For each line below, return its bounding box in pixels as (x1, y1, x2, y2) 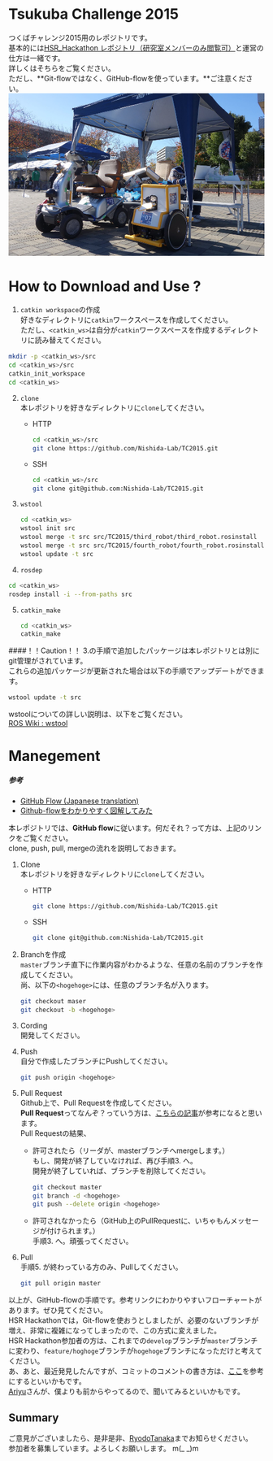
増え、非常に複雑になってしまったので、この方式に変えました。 (8, 1326, 222, 1336)
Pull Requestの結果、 (19, 1128, 91, 1138)
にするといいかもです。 (8, 1376, 87, 1386)
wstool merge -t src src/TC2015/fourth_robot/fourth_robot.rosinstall (19, 541, 265, 550)
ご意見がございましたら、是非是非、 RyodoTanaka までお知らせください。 (8, 1433, 253, 1443)
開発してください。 (19, 1030, 84, 1040)
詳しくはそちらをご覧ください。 (8, 63, 115, 73)
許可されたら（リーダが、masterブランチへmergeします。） (32, 1146, 230, 1155)
